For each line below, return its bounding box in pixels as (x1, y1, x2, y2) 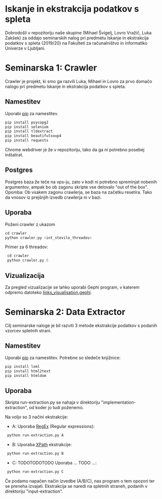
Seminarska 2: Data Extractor (5, 307, 126, 318)
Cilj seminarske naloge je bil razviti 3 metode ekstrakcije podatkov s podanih (5, 322, 157, 328)
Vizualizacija (5, 271, 45, 280)
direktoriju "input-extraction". (5, 488, 63, 494)
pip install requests (5, 138, 49, 143)
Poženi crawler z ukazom (5, 221, 56, 227)
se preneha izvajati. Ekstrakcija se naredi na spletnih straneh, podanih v (5, 483, 147, 489)
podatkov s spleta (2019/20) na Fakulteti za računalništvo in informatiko (5, 40, 147, 46)
